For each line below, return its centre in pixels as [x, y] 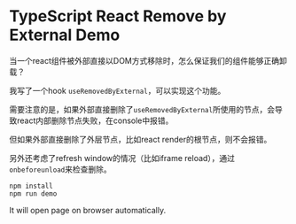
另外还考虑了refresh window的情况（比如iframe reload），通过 [122, 158]
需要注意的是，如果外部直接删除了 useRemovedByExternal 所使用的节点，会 [142, 109]
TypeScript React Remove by [118, 16]
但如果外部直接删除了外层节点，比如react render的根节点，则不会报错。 [140, 139]
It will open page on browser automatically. [88, 210]
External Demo [65, 35]
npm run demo [33, 193]
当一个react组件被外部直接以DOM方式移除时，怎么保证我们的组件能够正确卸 [148, 60]
